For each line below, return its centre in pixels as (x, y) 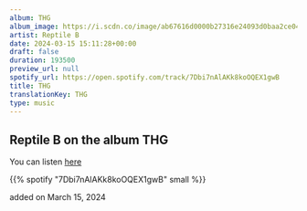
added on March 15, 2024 (58, 197)
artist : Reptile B (44, 35)
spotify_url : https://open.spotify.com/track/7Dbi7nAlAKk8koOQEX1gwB (145, 78)
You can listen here (46, 162)
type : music (32, 103)
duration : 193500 (42, 60)
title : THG (30, 86)
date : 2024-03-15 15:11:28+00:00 (73, 43)
